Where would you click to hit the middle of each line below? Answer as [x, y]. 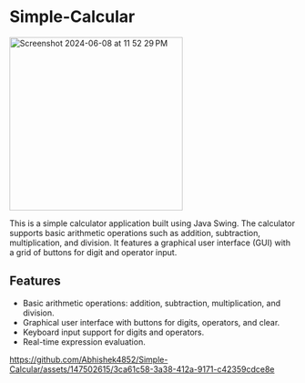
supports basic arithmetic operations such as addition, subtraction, [135, 233]
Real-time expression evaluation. [84, 342]
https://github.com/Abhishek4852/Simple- [89, 359]
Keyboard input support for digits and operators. [113, 332]
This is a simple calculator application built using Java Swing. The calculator [152, 223]
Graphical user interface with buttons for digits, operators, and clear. [151, 322]
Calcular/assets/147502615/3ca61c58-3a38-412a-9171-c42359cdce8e [142, 369]
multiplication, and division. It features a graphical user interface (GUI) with [150, 243]
